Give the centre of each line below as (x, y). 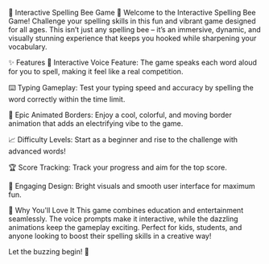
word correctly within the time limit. (67, 99)
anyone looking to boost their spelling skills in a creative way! (110, 236)
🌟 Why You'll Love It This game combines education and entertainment (126, 210)
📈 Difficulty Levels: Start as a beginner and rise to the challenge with (123, 140)
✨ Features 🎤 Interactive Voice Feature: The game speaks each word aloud (133, 62)
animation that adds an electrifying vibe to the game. (96, 124)
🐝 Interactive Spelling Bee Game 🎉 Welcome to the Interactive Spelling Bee (132, 13)
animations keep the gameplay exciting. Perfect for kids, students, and (125, 227)
